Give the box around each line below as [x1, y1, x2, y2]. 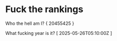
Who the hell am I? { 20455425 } [5, 20, 74, 26]
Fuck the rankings [5, 4, 84, 15]
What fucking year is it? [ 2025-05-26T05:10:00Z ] [5, 30, 112, 36]
